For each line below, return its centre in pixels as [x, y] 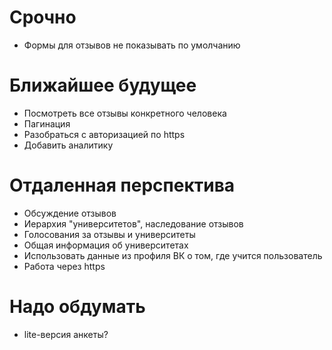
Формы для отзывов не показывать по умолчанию [132, 45]
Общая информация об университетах [106, 245]
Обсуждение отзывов [70, 213]
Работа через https [64, 266]
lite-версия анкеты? [66, 334]
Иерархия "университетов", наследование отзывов [133, 223]
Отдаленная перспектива [122, 185]
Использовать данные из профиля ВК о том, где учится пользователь [173, 255]
